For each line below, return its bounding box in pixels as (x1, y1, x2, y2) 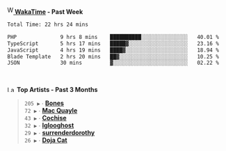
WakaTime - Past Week (15, 8, 83, 16)
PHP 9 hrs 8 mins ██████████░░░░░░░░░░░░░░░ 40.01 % (7, 33, 219, 40)
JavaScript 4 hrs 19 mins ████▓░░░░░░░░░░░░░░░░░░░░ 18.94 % (7, 47, 219, 54)
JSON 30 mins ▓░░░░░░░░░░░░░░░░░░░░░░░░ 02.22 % (7, 59, 219, 67)
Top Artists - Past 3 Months (16, 86, 98, 94)
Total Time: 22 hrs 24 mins (7, 21, 89, 28)
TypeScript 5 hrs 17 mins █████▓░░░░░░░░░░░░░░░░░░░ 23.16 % (7, 40, 219, 47)
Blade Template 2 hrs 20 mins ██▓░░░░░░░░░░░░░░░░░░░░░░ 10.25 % (7, 53, 219, 60)
